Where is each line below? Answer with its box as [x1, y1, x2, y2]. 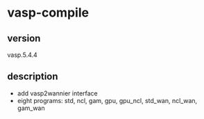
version [7, 33, 41, 44]
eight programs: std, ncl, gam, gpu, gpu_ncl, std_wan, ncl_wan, [17, 96, 198, 104]
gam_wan [17, 104, 45, 112]
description [7, 71, 58, 82]
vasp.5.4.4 [7, 51, 38, 59]
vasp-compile [7, 5, 89, 21]
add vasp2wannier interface [17, 89, 99, 98]
